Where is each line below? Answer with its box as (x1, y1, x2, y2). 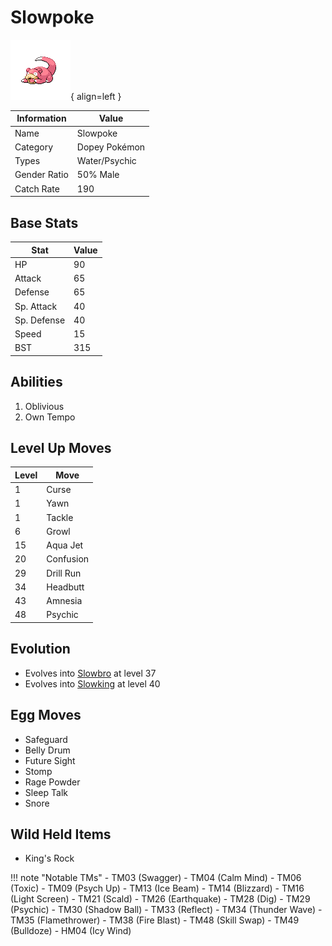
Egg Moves (10, 707, 82, 724)
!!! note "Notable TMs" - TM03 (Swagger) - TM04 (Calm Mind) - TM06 (10, 872, 302, 884)
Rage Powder (24, 776, 81, 788)
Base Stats (10, 214, 79, 231)
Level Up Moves (10, 439, 112, 456)
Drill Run (46, 567, 82, 579)
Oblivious (24, 400, 65, 412)
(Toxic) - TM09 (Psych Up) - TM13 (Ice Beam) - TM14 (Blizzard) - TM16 (10, 882, 305, 895)
